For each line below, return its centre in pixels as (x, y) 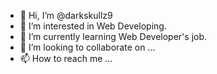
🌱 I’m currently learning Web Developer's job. (113, 36)
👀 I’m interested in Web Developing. (93, 26)
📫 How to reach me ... (66, 58)
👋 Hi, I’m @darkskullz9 (66, 15)
